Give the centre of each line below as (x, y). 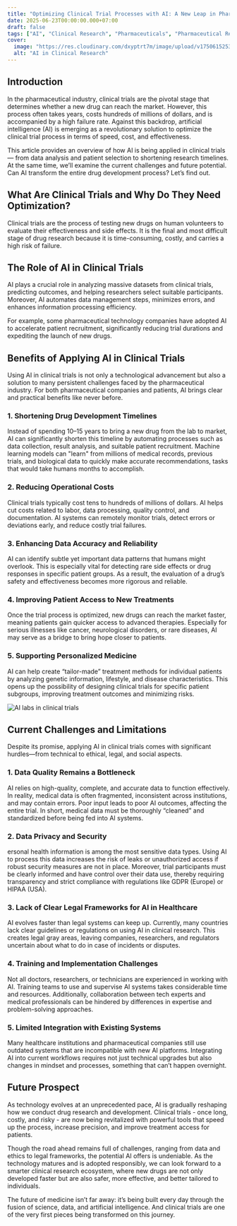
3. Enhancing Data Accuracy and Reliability (83, 543)
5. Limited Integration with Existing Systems (84, 1027)
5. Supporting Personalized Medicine (72, 656)
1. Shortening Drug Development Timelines (82, 416)
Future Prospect (43, 1088)
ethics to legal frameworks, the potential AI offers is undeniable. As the (110, 1155)
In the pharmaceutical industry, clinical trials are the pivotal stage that (108, 99)
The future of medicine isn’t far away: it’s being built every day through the (116, 1199)
